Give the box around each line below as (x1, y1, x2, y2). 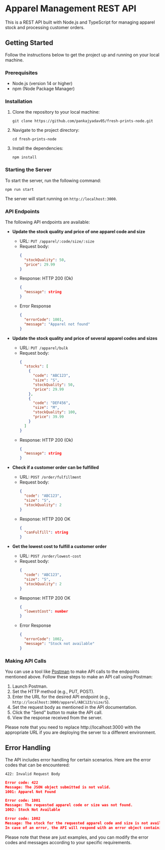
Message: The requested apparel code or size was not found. (5, 803, 133, 808)
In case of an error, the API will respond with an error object (5, 825, 142, 830)
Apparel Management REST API (5, 3, 137, 14)
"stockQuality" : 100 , (32, 410, 77, 415)
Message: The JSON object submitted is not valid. (5, 785, 111, 789)
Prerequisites (5, 69, 38, 76)
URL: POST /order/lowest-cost (19, 553, 82, 559)
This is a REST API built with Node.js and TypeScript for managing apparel (5, 19, 155, 25)
